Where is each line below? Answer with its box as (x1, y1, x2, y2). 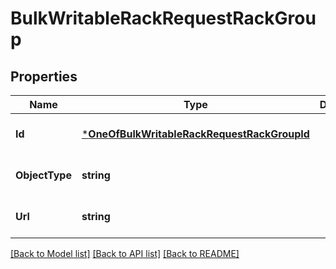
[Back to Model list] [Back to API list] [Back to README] (10, 248, 240, 259)
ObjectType (15, 168, 72, 182)
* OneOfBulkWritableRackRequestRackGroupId (81, 127, 310, 141)
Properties (10, 68, 78, 85)
